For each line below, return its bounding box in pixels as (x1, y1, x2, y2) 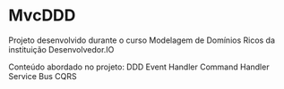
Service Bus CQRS (8, 70, 77, 81)
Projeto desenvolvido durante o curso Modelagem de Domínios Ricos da (8, 35, 275, 45)
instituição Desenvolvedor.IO (8, 44, 115, 54)
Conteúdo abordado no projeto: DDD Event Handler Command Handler (8, 61, 270, 72)
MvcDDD (8, 5, 76, 26)
